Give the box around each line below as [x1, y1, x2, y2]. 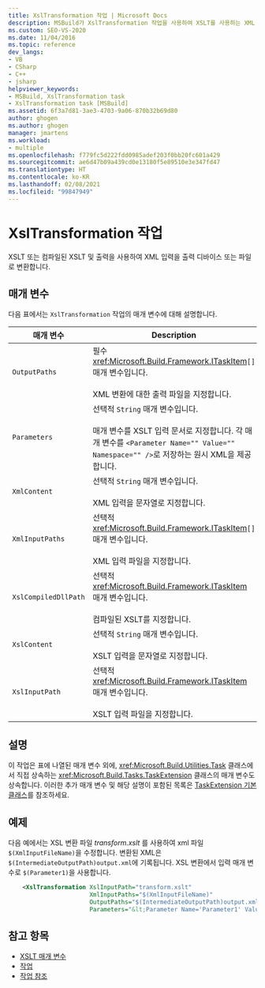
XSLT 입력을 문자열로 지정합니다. [92, 651, 208, 662]
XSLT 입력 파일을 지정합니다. [92, 708, 193, 719]
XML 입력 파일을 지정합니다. [92, 556, 192, 567]
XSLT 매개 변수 [19, 952, 67, 961]
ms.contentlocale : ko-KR [8, 173, 90, 182]
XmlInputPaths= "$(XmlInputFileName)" [89, 890, 214, 899]
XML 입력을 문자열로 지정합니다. [92, 498, 206, 509]
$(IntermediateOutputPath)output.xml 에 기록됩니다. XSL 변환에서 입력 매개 [8, 858, 246, 867]
